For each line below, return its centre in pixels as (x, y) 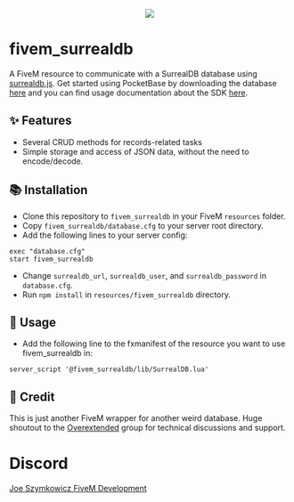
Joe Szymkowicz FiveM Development (78, 489)
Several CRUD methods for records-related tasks (112, 142)
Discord (39, 464)
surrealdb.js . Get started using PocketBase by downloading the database (143, 83)
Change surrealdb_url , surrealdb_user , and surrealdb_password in (144, 275)
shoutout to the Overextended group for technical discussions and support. (147, 428)
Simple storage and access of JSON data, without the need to (135, 151)
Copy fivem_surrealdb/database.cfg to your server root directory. (143, 225)
